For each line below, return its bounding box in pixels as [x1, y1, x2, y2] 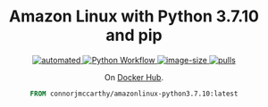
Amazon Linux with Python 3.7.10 [9, 6, 259, 27]
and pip [105, 25, 163, 45]
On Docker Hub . [104, 71, 164, 82]
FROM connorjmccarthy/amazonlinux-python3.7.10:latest [29, 89, 239, 98]
